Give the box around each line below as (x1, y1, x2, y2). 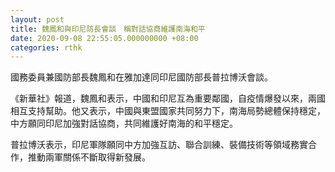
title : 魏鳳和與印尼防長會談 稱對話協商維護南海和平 (10, 24, 206, 34)
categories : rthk (10, 42, 83, 53)
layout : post (10, 14, 65, 25)
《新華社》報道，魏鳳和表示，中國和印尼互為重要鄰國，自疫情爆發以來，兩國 (10, 92, 326, 105)
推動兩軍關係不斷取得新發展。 (27, 151, 151, 163)
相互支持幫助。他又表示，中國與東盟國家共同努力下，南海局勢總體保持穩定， (10, 105, 326, 117)
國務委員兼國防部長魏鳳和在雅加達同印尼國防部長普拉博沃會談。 (10, 71, 273, 83)
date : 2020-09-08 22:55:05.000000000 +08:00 (10, 33, 199, 43)
